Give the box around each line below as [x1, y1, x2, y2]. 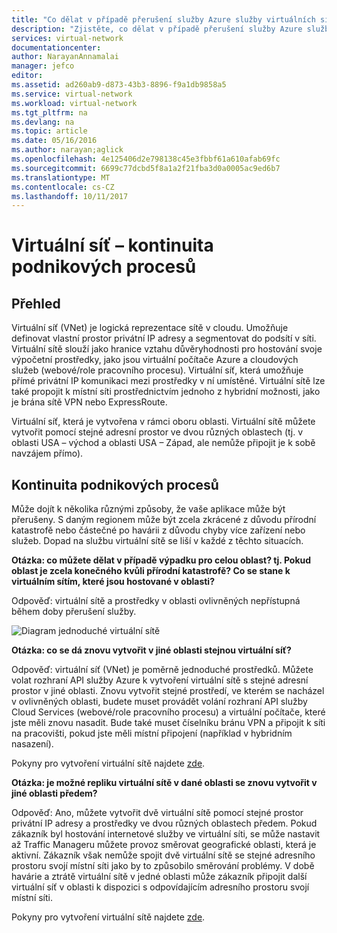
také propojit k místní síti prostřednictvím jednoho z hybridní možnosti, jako [11, 386, 321, 398]
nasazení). [11, 738, 54, 750]
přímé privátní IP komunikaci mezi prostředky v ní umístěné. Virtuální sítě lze [11, 375, 326, 387]
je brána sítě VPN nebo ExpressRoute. [11, 396, 168, 408]
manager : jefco [11, 61, 75, 71]
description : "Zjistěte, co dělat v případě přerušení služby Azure [11, 24, 303, 34]
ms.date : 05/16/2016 [11, 136, 98, 146]
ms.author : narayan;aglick [11, 145, 124, 155]
